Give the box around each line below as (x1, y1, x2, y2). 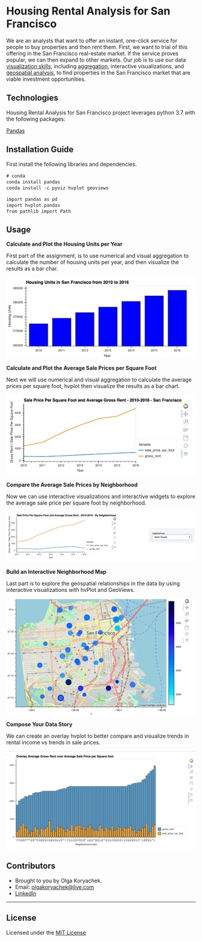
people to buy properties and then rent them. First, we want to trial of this (6, 43, 188, 51)
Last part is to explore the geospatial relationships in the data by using (6, 580, 180, 587)
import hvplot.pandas (6, 202, 61, 209)
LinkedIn (14, 890, 37, 897)
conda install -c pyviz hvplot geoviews (6, 185, 109, 191)
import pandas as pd (6, 196, 58, 203)
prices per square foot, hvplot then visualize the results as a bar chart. (6, 383, 180, 390)
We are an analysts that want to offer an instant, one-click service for (6, 37, 177, 44)
